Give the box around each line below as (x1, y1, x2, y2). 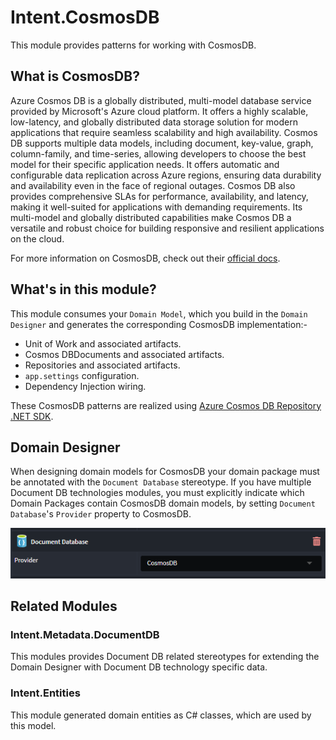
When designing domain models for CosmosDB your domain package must (10, 466, 320, 478)
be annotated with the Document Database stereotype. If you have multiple (10, 476, 312, 488)
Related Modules (10, 598, 118, 615)
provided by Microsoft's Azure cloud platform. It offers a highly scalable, (10, 105, 309, 117)
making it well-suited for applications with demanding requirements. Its (10, 201, 303, 213)
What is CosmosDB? (10, 68, 140, 85)
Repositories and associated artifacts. (24, 359, 181, 371)
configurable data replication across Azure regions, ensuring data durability (10, 169, 322, 181)
